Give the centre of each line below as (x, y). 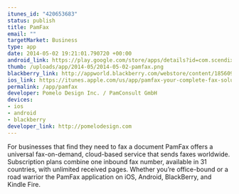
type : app (22, 47)
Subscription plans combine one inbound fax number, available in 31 (107, 161)
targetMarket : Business (43, 41)
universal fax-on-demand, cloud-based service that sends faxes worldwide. (119, 154)
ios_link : (22, 80)
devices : (20, 100)
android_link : (28, 60)
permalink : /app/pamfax (43, 87)
